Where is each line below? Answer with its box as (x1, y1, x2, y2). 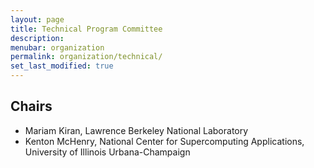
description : (10, 33, 65, 43)
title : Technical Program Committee (10, 24, 163, 34)
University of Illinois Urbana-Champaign (24, 146, 191, 158)
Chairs (10, 98, 53, 115)
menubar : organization (10, 42, 105, 53)
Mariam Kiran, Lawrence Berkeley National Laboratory (24, 124, 249, 136)
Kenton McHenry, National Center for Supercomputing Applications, (24, 135, 305, 147)
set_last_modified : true (10, 61, 114, 71)
